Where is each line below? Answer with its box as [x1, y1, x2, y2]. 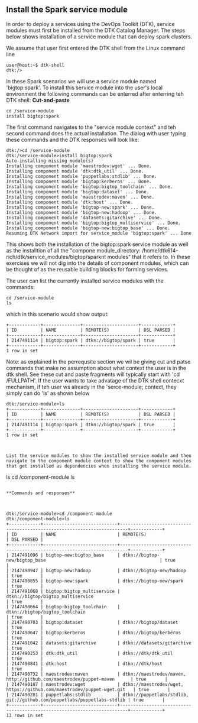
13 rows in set [6, 712, 44, 718]
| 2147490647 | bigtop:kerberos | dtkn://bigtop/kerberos [6, 630, 181, 636]
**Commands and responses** [6, 490, 76, 496]
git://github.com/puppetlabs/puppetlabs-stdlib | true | [6, 697, 165, 703]
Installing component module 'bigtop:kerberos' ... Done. [6, 179, 152, 184]
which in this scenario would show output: [6, 310, 109, 317]
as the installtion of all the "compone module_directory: [6, 247, 141, 254]
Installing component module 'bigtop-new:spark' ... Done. [6, 204, 155, 210]
